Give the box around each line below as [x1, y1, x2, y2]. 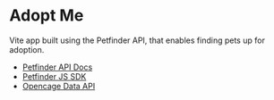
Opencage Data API [21, 80, 96, 91]
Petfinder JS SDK [21, 71, 87, 81]
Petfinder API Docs [21, 62, 93, 72]
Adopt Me [9, 5, 84, 26]
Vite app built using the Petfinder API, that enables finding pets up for [9, 35, 266, 46]
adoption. [9, 44, 45, 54]
